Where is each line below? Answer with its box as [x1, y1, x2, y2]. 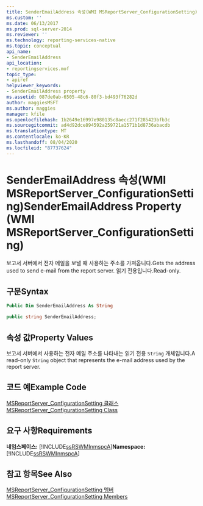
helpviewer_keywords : [6, 83, 62, 89]
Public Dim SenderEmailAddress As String [6, 303, 113, 309]
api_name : [6, 49, 32, 55]
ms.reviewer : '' [6, 32, 48, 38]
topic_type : [6, 71, 37, 77]
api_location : [6, 60, 43, 66]
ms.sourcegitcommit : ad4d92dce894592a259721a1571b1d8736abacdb [6, 123, 171, 129]
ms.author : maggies [6, 105, 56, 112]
